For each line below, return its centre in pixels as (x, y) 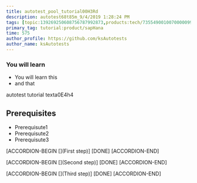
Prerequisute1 (31, 127)
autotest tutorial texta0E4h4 (40, 95)
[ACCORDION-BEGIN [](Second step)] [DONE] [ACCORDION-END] (86, 162)
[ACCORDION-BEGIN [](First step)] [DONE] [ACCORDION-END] (83, 151)
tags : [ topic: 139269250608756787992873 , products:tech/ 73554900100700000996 (101, 22)
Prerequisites (31, 113)
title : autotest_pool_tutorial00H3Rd (52, 11)
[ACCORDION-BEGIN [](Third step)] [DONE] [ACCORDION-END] (84, 174)
